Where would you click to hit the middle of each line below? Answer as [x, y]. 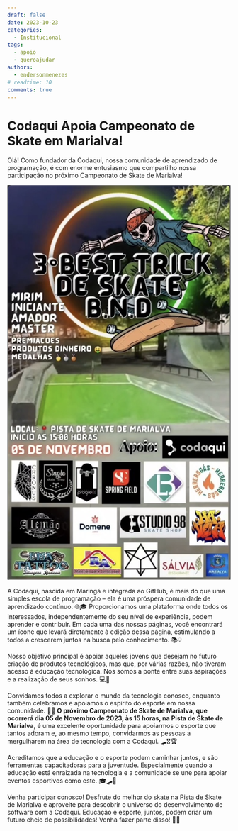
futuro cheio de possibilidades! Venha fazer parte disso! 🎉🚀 [94, 820]
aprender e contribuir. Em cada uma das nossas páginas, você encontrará [115, 625]
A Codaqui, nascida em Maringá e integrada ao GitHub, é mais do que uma [116, 591]
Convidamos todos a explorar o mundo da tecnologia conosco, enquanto [114, 696]
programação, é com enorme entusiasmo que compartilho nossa [102, 168]
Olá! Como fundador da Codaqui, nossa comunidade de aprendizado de [112, 160]
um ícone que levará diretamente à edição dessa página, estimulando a [112, 632]
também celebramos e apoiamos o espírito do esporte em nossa [101, 703]
